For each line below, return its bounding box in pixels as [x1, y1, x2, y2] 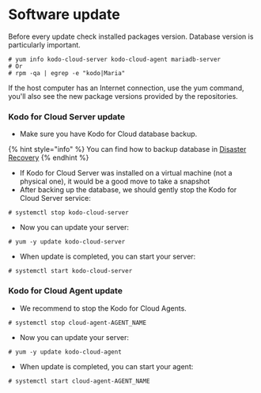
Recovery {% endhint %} [8, 153, 89, 163]
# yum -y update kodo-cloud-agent [8, 348, 123, 356]
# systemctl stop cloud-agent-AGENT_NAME [8, 319, 147, 327]
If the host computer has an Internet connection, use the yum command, [8, 83, 244, 93]
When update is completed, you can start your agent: [19, 361, 194, 371]
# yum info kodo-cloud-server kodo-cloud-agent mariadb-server [8, 55, 221, 63]
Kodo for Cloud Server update [8, 111, 126, 122]
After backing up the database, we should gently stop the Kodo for [19, 185, 237, 195]
